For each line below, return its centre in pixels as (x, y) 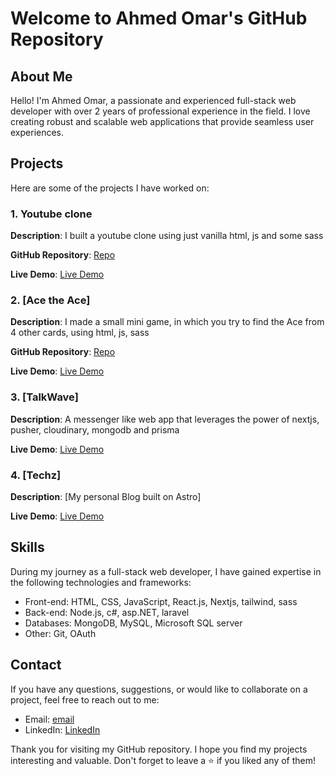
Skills (27, 547)
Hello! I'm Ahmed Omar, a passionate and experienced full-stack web (153, 100)
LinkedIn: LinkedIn (62, 729)
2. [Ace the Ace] (50, 300)
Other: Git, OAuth (60, 633)
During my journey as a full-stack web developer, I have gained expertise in (166, 571)
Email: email (49, 719)
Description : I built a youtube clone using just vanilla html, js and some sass (167, 236)
